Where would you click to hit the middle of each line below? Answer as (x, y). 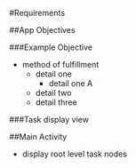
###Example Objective (51, 47)
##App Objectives (42, 30)
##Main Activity (38, 136)
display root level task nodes (74, 154)
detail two (53, 93)
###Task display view (49, 120)
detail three (56, 102)
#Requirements (37, 13)
